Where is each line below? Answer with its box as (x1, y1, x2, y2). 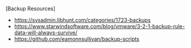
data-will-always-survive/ (14, 29, 78, 36)
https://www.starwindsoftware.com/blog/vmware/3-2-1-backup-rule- (14, 23, 185, 30)
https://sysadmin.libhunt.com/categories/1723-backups (14, 17, 151, 23)
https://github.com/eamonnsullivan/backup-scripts (14, 36, 140, 42)
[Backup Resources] (5, 5, 56, 12)
